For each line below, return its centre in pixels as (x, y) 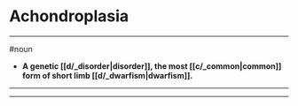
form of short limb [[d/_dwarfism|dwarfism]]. (107, 75)
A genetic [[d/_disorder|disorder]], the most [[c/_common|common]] (152, 66)
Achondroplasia (69, 16)
